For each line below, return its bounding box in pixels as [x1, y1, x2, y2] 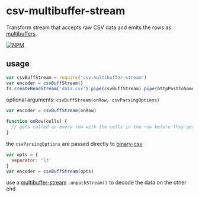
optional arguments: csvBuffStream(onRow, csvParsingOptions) [6, 96, 160, 103]
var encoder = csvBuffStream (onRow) [6, 108, 97, 114]
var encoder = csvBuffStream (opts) [6, 168, 94, 174]
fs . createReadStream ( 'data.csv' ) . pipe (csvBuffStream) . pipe [6, 85, 155, 91]
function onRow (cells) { [6, 119, 68, 125]
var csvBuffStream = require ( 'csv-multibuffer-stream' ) [6, 74, 147, 81]
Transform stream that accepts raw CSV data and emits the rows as [6, 24, 172, 31]
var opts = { [6, 151, 38, 158]
